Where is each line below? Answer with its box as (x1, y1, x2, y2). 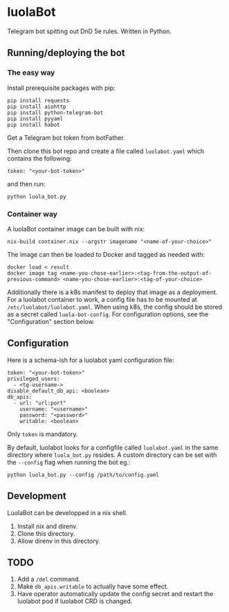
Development (7, 490, 67, 502)
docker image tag (7, 269, 57, 277)
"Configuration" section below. (7, 317, 95, 325)
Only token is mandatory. (7, 430, 78, 438)
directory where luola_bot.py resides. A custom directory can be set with (7, 451, 217, 459)
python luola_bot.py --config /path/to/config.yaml (7, 471, 159, 478)
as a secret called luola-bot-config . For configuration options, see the (7, 309, 209, 318)
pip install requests (7, 97, 70, 104)
